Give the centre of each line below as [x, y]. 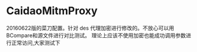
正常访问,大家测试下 [36, 43]
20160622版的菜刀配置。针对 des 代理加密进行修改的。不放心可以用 [90, 28]
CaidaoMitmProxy [52, 11]
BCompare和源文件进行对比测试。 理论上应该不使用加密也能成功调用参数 [96, 35]
